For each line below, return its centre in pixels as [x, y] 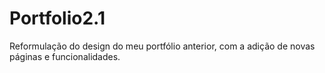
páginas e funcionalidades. [65, 56]
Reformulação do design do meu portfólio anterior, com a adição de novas [162, 46]
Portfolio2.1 [57, 18]
